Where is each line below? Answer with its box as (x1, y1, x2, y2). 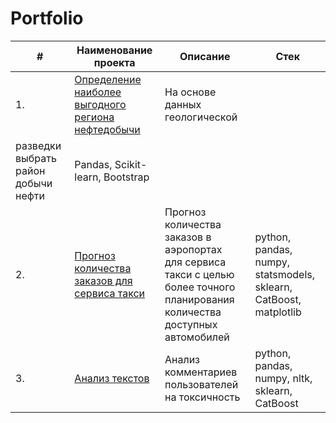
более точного (164, 280, 236, 294)
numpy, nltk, (254, 371, 313, 385)
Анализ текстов (74, 371, 150, 385)
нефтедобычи (74, 122, 141, 136)
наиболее (74, 85, 122, 99)
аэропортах (164, 242, 223, 256)
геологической (164, 110, 238, 124)
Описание (179, 49, 231, 63)
